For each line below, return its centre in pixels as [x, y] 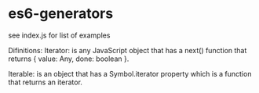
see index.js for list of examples [59, 35]
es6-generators [61, 14]
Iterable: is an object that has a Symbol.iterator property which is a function [130, 73]
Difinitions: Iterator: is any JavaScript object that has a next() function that [128, 50]
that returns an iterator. [45, 82]
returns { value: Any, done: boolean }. [69, 59]
